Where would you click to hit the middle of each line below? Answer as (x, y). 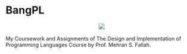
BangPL (25, 10)
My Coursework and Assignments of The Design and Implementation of (93, 38)
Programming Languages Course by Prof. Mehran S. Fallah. (78, 45)
